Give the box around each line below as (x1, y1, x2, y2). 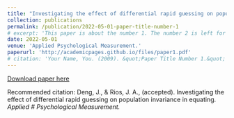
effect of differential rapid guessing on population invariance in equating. (7, 95, 217, 103)
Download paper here (7, 74, 70, 83)
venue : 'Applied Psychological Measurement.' (7, 42, 141, 49)
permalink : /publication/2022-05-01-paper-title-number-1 (7, 23, 179, 30)
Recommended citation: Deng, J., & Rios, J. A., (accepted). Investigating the (7, 87, 225, 96)
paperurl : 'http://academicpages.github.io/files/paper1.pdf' (7, 49, 192, 56)
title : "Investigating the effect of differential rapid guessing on (7, 10, 214, 17)
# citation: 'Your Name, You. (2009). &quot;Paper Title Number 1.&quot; (7, 56, 226, 62)
